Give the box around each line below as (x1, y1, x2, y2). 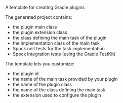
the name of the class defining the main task (12, 87, 105, 93)
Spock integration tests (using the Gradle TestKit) (12, 51, 116, 57)
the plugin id (12, 71, 39, 77)
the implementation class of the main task (12, 40, 100, 46)
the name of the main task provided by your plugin (12, 76, 118, 82)
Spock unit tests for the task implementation (12, 46, 105, 51)
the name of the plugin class (12, 81, 72, 87)
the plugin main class (12, 24, 57, 30)
